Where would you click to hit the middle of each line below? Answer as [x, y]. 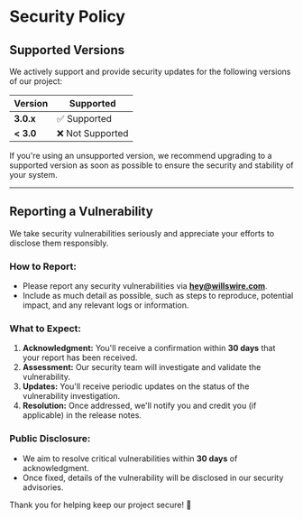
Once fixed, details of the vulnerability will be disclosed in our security [153, 477]
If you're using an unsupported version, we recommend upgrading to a [141, 156]
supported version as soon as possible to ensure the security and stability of [151, 165]
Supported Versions [67, 50]
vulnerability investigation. [71, 396]
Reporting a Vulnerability [81, 212]
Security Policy [68, 17]
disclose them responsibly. [59, 243]
